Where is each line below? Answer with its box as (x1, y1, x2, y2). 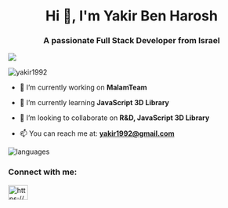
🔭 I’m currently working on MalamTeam (19, 82, 147, 93)
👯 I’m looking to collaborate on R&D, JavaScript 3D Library (19, 113, 210, 122)
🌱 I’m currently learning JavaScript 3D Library (19, 98, 170, 108)
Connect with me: (8, 166, 78, 177)
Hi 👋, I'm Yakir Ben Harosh (45, 7, 218, 25)
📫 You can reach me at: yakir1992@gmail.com (19, 129, 175, 138)
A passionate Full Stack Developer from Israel (42, 35, 221, 46)
